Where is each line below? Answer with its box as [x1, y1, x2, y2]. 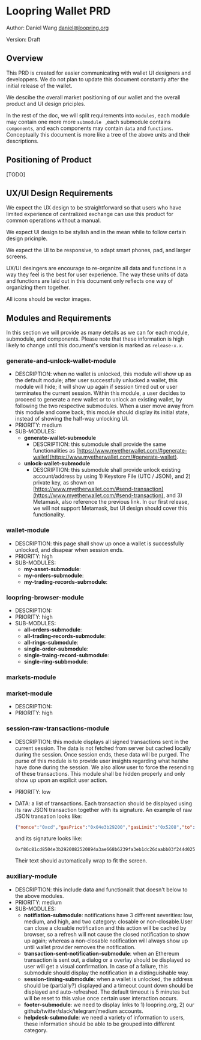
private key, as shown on [32, 479, 95, 486]
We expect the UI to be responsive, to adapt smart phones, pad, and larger [6, 247, 191, 254]
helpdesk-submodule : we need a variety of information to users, [23, 1014, 185, 1021]
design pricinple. [6, 235, 48, 242]
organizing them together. [6, 284, 70, 291]
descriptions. [6, 137, 39, 144]
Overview [6, 53, 44, 64]
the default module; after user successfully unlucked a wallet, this [14, 377, 178, 384]
